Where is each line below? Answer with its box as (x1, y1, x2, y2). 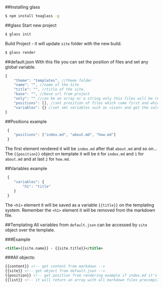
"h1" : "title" (22, 184, 51, 189)
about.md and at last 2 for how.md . (5, 156, 70, 162)
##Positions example (5, 118, 47, 124)
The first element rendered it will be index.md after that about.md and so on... (5, 146, 158, 152)
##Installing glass (5, 4, 40, 10)
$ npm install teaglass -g (5, 14, 60, 19)
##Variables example (5, 166, 48, 172)
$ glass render (5, 50, 36, 55)
